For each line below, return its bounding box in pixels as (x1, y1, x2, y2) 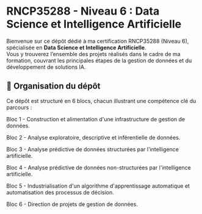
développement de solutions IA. (6, 63, 87, 71)
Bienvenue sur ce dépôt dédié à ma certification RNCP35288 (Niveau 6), (6, 37, 189, 45)
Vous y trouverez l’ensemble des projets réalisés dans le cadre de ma (6, 50, 181, 57)
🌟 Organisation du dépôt (6, 81, 101, 91)
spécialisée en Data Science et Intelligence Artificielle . (6, 44, 146, 51)
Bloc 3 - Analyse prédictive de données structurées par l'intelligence (6, 145, 179, 153)
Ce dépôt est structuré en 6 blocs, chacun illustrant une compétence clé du (6, 97, 197, 104)
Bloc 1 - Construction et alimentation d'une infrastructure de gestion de (6, 115, 186, 123)
